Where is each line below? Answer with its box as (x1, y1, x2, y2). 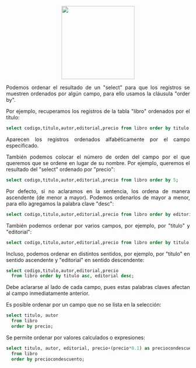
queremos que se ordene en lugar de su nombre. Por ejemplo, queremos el (6, 159, 190, 166)
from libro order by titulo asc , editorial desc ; (11, 273, 134, 279)
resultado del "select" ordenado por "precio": (6, 166, 116, 173)
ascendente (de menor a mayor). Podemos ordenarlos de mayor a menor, (6, 194, 190, 201)
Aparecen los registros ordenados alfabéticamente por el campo (6, 136, 190, 143)
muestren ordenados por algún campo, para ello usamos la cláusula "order (6, 90, 190, 97)
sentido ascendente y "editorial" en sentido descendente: (6, 256, 145, 263)
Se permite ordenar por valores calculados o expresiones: (6, 333, 145, 341)
